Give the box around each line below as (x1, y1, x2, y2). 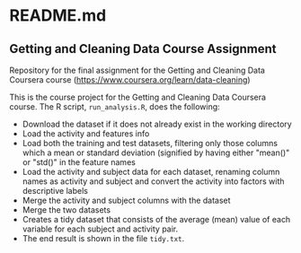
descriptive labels (22, 186, 88, 196)
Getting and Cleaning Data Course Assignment (9, 41, 277, 57)
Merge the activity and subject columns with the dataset (22, 195, 231, 205)
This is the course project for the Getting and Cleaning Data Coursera (9, 92, 267, 102)
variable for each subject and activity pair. (22, 223, 179, 234)
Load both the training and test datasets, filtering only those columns (22, 138, 279, 148)
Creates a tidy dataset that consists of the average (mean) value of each (22, 214, 291, 224)
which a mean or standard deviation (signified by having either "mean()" (22, 147, 290, 158)
